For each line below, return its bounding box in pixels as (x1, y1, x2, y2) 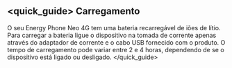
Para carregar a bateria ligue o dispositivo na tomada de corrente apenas (7, 31, 217, 39)
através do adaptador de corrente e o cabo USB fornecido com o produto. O (7, 38, 226, 47)
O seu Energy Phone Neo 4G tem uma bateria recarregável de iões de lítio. (7, 23, 221, 32)
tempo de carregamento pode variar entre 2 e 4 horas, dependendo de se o (7, 45, 224, 54)
